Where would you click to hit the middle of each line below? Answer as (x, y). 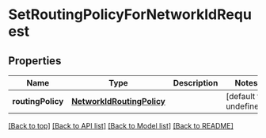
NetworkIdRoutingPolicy (118, 101)
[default (240, 96)
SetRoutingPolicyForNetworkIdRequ (130, 15)
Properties (35, 61)
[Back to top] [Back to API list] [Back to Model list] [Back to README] (121, 126)
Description (196, 83)
